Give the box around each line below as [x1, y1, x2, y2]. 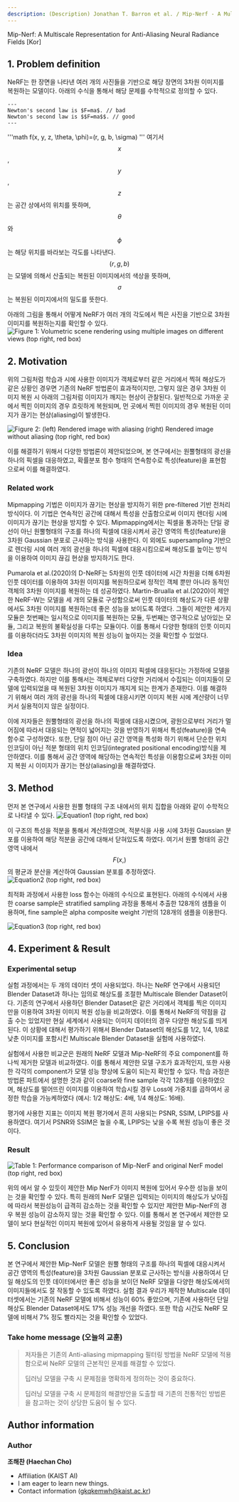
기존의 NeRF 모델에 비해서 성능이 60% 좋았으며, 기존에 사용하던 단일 [38, 1295, 229, 1304]
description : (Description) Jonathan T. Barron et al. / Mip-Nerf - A [7, 10, 221, 18]
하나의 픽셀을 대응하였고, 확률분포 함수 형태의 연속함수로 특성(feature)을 [7, 456, 208, 464]
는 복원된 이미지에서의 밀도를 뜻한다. [7, 295, 108, 304]
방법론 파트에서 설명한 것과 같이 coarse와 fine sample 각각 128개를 [7, 1076, 195, 1085]
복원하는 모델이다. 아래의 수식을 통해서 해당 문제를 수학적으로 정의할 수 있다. [7, 87, 218, 95]
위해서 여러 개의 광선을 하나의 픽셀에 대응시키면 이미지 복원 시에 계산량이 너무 [14, 693, 230, 701]
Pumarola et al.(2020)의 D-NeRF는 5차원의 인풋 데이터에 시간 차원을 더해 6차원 [7, 568, 231, 577]
